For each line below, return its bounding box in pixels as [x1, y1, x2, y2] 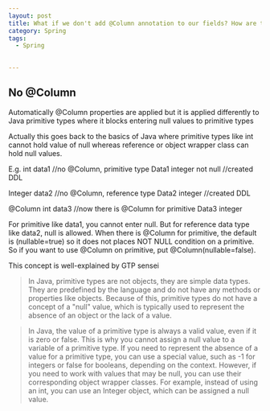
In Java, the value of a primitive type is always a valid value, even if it [27, 326, 257, 335]
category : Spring [8, 27, 67, 35]
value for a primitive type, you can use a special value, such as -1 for [27, 351, 256, 361]
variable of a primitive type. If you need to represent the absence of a [27, 343, 259, 352]
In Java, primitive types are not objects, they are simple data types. [27, 276, 251, 286]
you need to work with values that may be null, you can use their [27, 368, 242, 378]
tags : [8, 34, 27, 43]
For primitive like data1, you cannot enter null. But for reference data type [8, 219, 250, 229]
